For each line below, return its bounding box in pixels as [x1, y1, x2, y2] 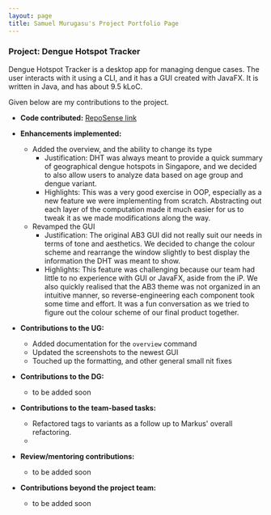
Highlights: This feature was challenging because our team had [44, 264, 256, 274]
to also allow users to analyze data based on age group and [44, 170, 243, 179]
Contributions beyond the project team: [19, 483, 156, 492]
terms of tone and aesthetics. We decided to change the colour [44, 239, 256, 248]
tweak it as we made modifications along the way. [44, 213, 211, 222]
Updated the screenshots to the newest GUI [32, 347, 179, 357]
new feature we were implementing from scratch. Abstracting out [44, 196, 262, 205]
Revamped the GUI [32, 222, 95, 231]
